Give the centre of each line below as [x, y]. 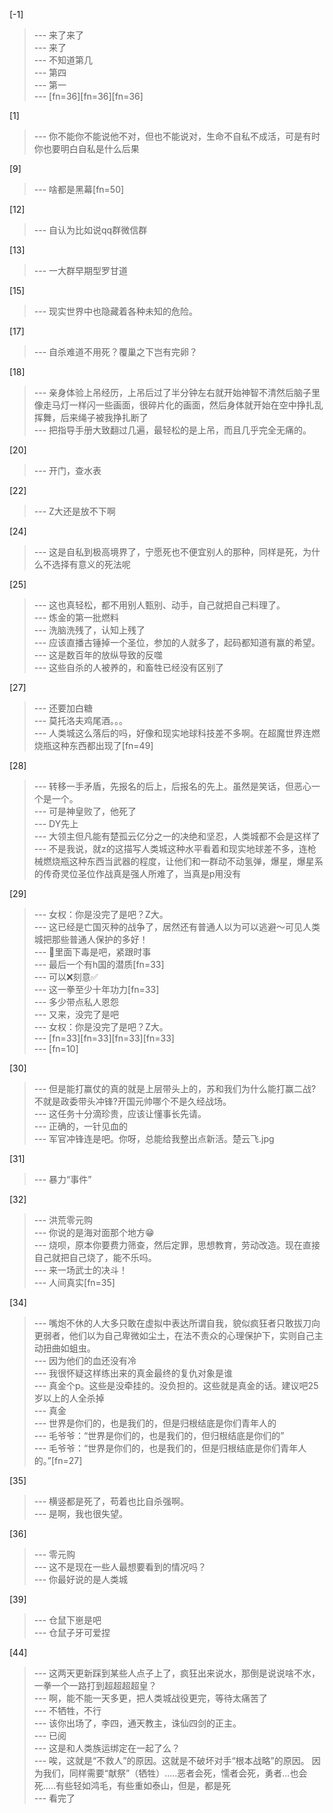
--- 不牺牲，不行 [67, 1710]
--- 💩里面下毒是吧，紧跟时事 [92, 952]
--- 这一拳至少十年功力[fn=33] [96, 989]
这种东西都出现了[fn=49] [102, 745]
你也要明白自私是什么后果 [86, 148]
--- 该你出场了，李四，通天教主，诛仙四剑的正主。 [137, 1723]
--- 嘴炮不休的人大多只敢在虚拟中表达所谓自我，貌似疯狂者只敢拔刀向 [177, 1323]
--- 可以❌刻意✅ [66, 977]
